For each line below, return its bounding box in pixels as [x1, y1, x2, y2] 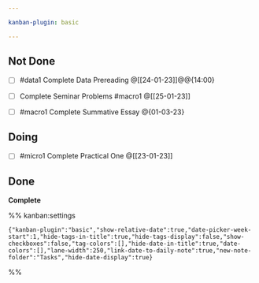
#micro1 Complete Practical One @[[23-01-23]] [19, 151, 173, 161]
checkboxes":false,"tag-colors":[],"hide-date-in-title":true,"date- [8, 240, 242, 248]
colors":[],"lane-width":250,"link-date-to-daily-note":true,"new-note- [8, 247, 252, 255]
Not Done [8, 54, 56, 68]
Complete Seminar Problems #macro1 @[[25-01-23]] [19, 91, 191, 101]
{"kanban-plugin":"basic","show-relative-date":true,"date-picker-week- [8, 226, 252, 234]
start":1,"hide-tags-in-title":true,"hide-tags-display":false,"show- [8, 233, 245, 241]
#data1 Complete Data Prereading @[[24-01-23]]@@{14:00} [19, 76, 215, 85]
